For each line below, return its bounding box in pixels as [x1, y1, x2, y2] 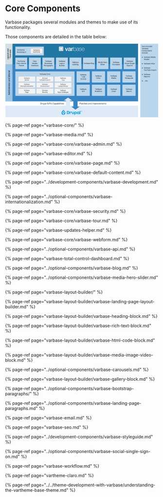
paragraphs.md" [5, 405, 38, 411]
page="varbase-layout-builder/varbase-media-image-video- [31, 352, 153, 358]
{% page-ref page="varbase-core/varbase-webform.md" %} [5, 236, 128, 242]
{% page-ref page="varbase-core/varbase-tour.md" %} [5, 218, 118, 224]
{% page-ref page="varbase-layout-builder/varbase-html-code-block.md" [5, 337, 155, 343]
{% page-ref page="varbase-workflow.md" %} [5, 463, 100, 469]
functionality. [5, 24, 32, 30]
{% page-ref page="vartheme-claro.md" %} [5, 472, 94, 478]
